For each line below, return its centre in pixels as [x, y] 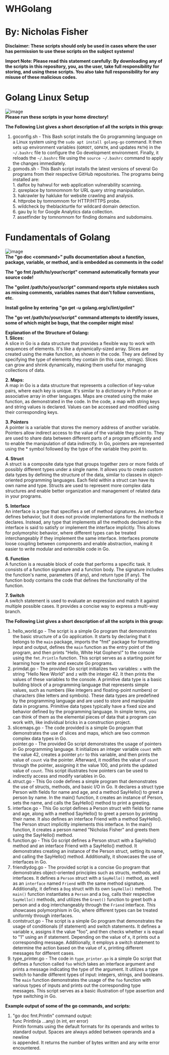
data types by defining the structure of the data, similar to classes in [76, 475]
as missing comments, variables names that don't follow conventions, [80, 293]
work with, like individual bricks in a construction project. [72, 722]
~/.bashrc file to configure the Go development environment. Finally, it [86, 153]
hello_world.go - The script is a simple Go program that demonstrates [85, 631]
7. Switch [15, 595]
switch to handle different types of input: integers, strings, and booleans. [88, 975]
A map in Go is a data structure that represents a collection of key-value [80, 385]
